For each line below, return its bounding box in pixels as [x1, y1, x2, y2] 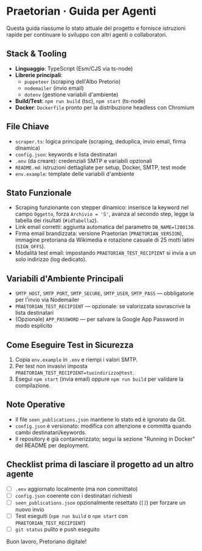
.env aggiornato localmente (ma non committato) [15, 485, 138, 492]
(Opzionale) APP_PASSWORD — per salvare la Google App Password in [15, 315, 184, 323]
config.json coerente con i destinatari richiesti [15, 492, 133, 499]
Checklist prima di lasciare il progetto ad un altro [6, 459, 194, 470]
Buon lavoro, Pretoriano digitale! [6, 538, 87, 545]
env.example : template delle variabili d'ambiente [15, 170, 135, 178]
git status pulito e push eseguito [15, 525, 100, 533]
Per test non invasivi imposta [15, 362, 88, 370]
